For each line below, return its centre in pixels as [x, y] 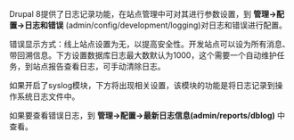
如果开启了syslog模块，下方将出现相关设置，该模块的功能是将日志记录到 [143, 85]
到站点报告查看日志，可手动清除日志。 [95, 66]
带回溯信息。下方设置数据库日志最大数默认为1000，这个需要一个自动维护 [143, 55]
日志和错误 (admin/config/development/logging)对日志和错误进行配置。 [155, 25]
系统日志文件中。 [48, 96]
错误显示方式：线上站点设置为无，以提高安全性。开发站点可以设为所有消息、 [150, 44]
